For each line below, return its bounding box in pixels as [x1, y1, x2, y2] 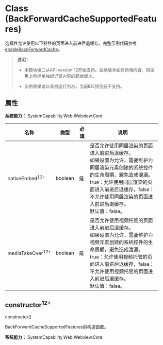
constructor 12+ [5, 299, 51, 309]
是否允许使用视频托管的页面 [89, 217, 153, 224]
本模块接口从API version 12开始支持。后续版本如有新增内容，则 [24, 67, 150, 73]
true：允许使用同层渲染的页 [89, 178, 153, 185]
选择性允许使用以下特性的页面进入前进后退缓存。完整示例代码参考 [5, 40, 137, 46]
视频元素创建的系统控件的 [89, 239, 148, 245]
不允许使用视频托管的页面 [89, 268, 148, 275]
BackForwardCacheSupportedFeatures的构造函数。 [5, 324, 109, 329]
